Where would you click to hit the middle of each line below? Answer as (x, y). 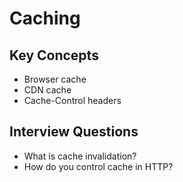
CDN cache (47, 90)
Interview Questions (74, 132)
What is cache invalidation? (80, 156)
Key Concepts (54, 55)
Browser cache (55, 79)
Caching (45, 18)
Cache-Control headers (72, 100)
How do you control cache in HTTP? (98, 166)
